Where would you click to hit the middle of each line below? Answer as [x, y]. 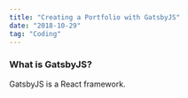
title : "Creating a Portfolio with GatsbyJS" [94, 17]
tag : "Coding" [35, 34]
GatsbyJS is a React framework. [67, 84]
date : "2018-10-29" [45, 26]
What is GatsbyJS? [51, 64]
